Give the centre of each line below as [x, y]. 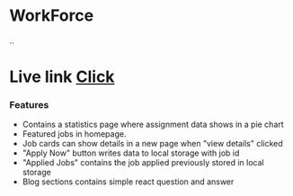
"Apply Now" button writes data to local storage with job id [131, 153]
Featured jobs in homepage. [74, 134]
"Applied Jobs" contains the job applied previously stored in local [143, 163]
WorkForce [52, 16]
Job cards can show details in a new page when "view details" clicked [152, 144]
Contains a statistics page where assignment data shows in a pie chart [153, 125]
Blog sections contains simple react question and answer [128, 182]
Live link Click [62, 77]
